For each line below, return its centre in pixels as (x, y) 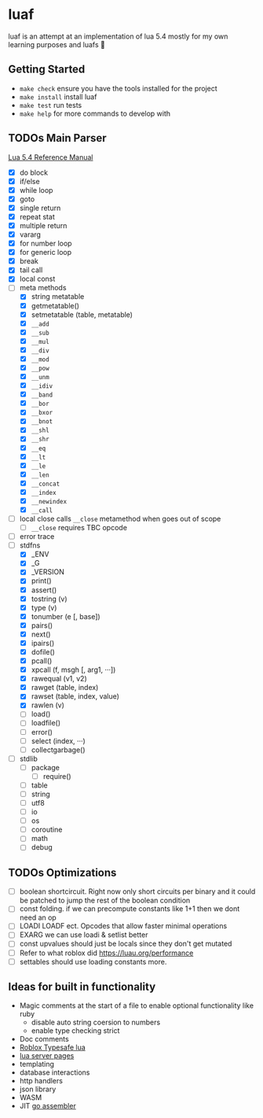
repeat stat (37, 216)
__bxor (42, 413)
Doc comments (44, 1039)
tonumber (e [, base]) (66, 616)
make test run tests (51, 105)
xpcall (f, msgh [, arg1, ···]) (73, 670)
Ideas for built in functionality (82, 987)
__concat (46, 484)
